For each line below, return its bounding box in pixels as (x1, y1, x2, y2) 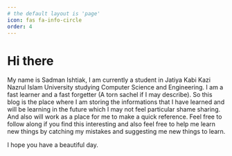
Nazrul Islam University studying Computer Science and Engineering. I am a (7, 83, 224, 92)
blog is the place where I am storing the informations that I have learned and (7, 98, 225, 106)
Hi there (7, 53, 54, 69)
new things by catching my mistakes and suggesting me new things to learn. (7, 128, 226, 136)
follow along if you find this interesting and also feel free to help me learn (7, 120, 216, 128)
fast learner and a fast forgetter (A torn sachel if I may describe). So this (7, 91, 213, 99)
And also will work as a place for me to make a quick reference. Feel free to (7, 112, 222, 121)
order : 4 (7, 23, 33, 30)
